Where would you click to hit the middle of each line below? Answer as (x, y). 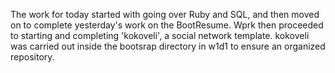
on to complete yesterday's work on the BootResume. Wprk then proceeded (167, 25)
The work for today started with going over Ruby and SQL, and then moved (165, 14)
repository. (32, 57)
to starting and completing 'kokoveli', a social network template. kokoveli (160, 35)
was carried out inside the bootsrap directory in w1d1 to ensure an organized (168, 46)
